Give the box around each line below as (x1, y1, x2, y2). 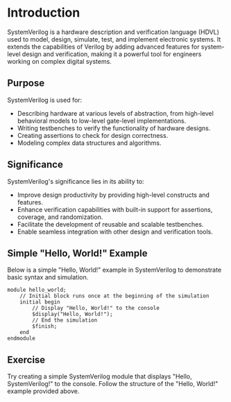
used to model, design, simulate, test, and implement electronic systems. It (7, 35, 221, 43)
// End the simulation (32, 317, 98, 324)
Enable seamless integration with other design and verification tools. (17, 227, 214, 236)
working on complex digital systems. (7, 57, 112, 65)
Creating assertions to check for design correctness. (17, 131, 169, 139)
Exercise (7, 353, 46, 365)
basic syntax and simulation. (7, 273, 89, 281)
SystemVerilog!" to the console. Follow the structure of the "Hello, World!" (7, 380, 219, 388)
